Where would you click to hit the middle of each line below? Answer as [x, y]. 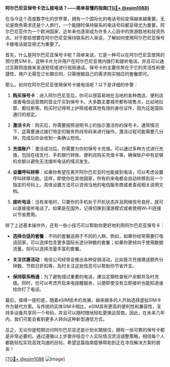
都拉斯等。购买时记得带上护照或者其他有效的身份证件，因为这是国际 [92, 108]
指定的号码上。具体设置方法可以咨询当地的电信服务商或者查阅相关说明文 [88, 185]
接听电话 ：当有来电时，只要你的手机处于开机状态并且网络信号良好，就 [86, 202]
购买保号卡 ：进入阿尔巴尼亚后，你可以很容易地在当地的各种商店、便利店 [88, 95]
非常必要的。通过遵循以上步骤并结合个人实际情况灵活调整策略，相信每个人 [87, 336]
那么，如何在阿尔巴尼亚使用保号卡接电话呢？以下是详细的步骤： [72, 85]
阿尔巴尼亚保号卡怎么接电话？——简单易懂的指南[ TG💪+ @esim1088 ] [77, 8]
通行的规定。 [26, 114]
